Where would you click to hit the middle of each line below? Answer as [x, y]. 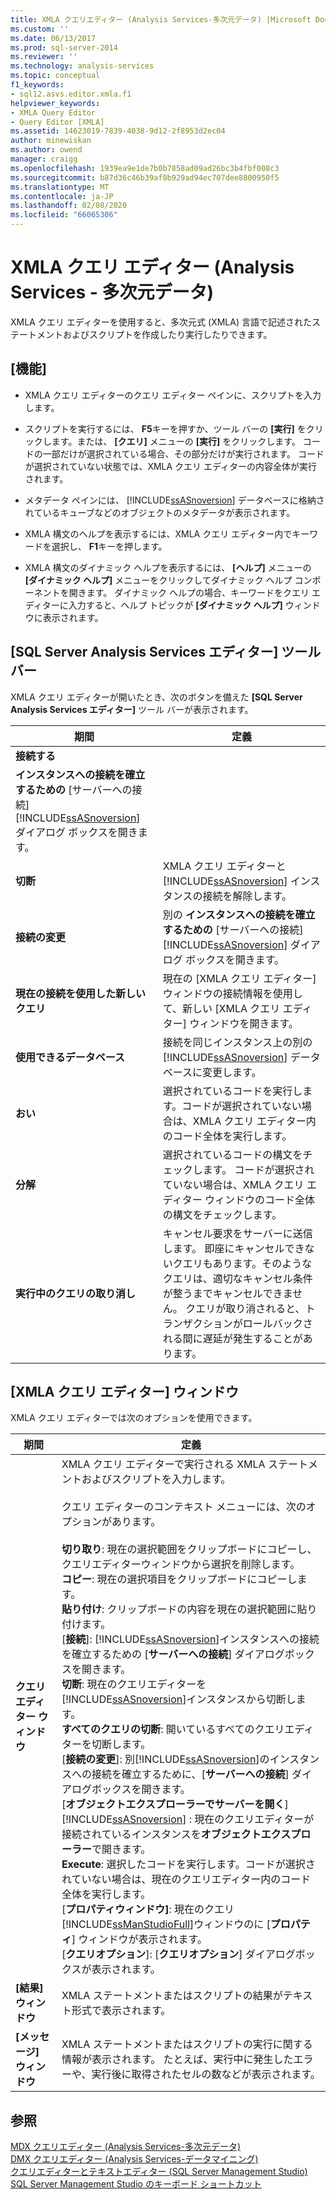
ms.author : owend [46, 150]
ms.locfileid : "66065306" [64, 215]
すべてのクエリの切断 [111, 1729]
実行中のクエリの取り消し [76, 1293]
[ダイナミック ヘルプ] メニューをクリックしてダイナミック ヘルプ [158, 580]
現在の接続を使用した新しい [81, 993]
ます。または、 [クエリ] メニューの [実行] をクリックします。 [176, 441]
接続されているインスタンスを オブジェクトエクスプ [181, 1834]
